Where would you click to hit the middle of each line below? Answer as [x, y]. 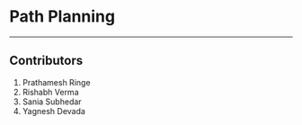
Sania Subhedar [52, 102]
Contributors [46, 61]
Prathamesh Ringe [57, 82]
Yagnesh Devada [53, 111]
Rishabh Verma [50, 92]
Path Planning [62, 17]
